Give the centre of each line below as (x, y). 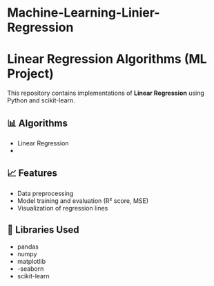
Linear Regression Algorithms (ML (107, 59)
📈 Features (32, 173)
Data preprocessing (45, 193)
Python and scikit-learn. (41, 100)
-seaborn (30, 269)
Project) (30, 74)
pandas (28, 247)
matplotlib (31, 261)
